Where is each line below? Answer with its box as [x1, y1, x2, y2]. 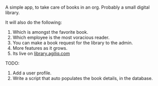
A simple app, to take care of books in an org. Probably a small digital [5, 5, 150, 10]
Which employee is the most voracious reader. [12, 35, 110, 40]
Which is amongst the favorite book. [12, 29, 89, 35]
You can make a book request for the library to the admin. [12, 40, 133, 46]
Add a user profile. [12, 70, 52, 76]
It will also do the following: [5, 20, 62, 25]
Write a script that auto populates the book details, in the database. [12, 75, 153, 81]
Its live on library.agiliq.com [12, 50, 70, 56]
